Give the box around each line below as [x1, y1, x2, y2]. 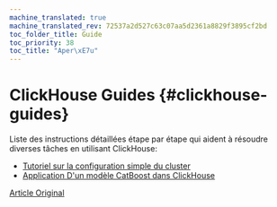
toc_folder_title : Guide [9, 30, 103, 39]
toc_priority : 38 [9, 38, 75, 47]
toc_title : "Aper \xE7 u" [9, 47, 99, 56]
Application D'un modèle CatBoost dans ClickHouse [22, 170, 216, 181]
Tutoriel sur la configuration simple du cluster [22, 160, 191, 171]
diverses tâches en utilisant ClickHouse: [9, 143, 157, 154]
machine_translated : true [9, 13, 106, 22]
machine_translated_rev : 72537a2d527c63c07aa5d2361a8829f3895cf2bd [9, 22, 268, 30]
